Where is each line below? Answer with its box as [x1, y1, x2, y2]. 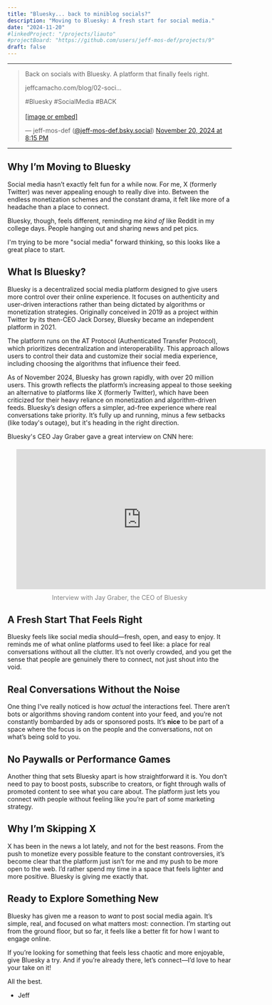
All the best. [7, 977, 43, 986]
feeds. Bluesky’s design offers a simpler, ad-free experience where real [7, 403, 217, 411]
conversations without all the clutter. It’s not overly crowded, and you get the [7, 648, 232, 656]
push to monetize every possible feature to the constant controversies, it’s [7, 849, 225, 858]
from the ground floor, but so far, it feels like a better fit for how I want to [7, 927, 219, 935]
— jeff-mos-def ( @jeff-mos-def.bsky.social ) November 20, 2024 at [24, 126, 223, 135]
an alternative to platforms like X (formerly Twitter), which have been [7, 388, 209, 396]
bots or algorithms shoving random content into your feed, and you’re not [7, 710, 223, 719]
